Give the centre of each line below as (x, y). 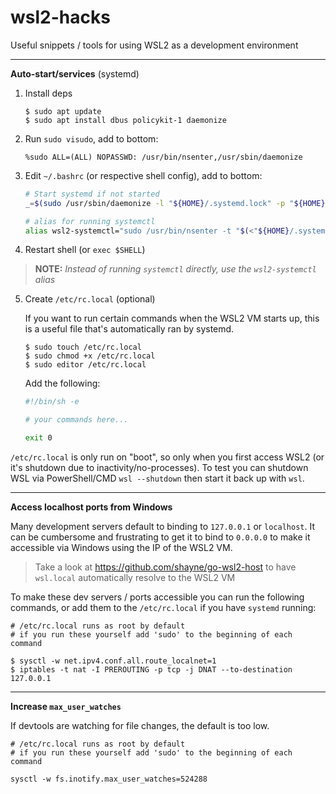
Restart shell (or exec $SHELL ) (85, 250)
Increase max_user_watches (66, 707)
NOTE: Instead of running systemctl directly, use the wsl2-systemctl (175, 269)
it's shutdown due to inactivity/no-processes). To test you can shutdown (159, 468)
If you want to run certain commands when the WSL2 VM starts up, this (172, 318)
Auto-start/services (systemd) (75, 73)
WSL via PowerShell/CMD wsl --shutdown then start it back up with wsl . (157, 478)
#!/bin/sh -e (52, 402)
